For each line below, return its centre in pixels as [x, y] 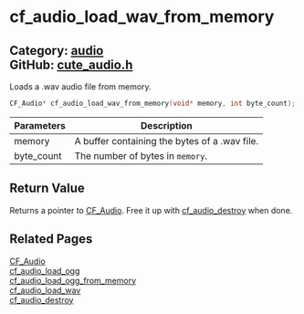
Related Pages [51, 239]
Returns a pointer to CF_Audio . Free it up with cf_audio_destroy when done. [151, 210]
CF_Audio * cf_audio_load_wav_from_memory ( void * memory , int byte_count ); [153, 103]
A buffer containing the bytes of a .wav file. [167, 141]
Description [167, 125]
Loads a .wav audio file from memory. [81, 87]
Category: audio [57, 51]
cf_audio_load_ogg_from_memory [73, 280]
